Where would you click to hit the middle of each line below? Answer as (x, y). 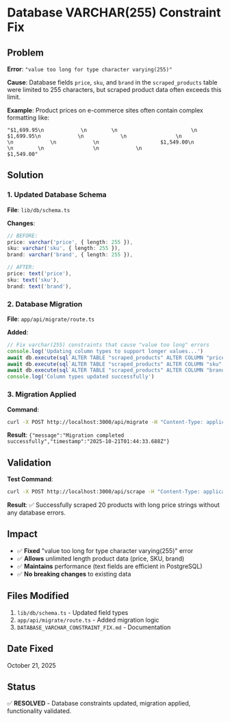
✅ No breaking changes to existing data (74, 574)
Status (22, 687)
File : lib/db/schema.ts (39, 210)
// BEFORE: (23, 236)
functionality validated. (39, 711)
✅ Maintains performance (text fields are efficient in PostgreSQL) (110, 566)
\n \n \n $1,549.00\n (101, 142)
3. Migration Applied (42, 394)
